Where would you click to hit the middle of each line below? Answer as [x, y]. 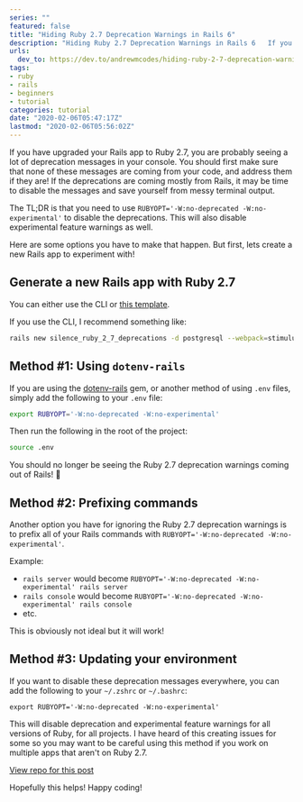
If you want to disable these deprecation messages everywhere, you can [144, 680]
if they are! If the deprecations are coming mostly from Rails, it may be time [149, 181]
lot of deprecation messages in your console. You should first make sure [144, 162]
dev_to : [32, 59]
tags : [19, 68]
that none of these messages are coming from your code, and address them [151, 171]
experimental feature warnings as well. [81, 227]
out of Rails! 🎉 [35, 475]
